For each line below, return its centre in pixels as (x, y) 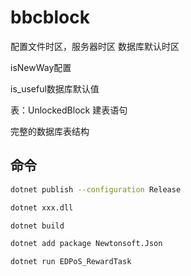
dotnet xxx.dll (42, 207)
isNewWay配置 (41, 67)
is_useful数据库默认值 (55, 88)
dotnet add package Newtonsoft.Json (86, 244)
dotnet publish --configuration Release (96, 189)
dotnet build (37, 226)
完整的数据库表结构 (50, 131)
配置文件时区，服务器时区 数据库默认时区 (95, 46)
